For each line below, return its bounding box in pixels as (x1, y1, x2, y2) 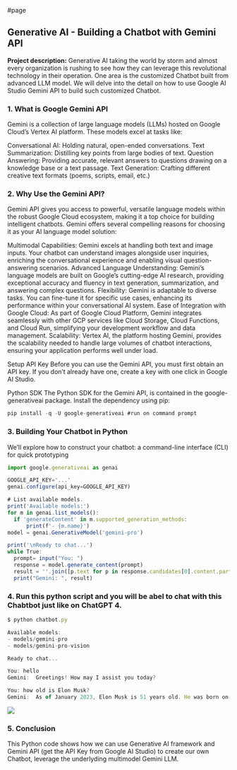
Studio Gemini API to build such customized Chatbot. (7, 86, 161, 95)
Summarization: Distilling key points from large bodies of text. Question (7, 148, 214, 158)
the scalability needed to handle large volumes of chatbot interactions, (7, 339, 212, 347)
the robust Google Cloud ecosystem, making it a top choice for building (7, 212, 215, 221)
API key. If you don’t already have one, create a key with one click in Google (7, 368, 228, 376)
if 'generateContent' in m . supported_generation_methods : (13, 515, 188, 523)
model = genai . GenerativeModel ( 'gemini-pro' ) (7, 529, 143, 536)
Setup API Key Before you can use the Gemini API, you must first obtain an (7, 360, 224, 368)
